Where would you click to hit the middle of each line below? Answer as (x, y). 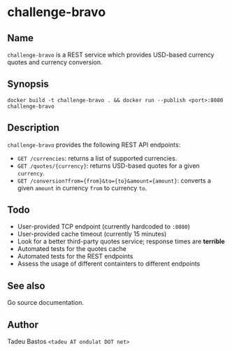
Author (23, 325)
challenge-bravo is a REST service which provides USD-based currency (111, 55)
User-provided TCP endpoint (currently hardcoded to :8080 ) (104, 227)
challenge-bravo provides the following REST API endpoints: (94, 145)
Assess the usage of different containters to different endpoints (109, 264)
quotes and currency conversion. (55, 62)
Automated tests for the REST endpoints (75, 257)
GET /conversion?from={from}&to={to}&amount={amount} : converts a (114, 180)
